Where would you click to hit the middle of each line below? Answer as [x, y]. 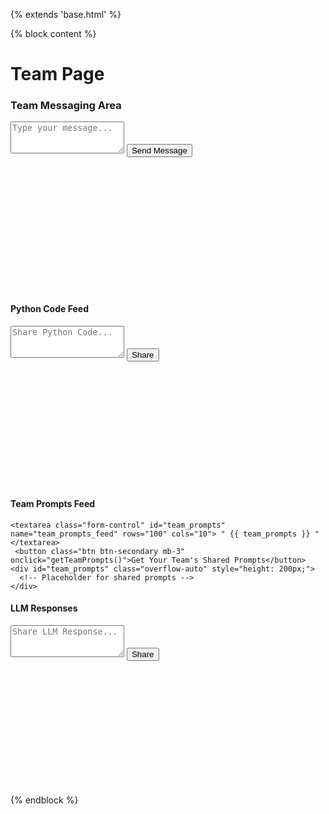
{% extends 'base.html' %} [66, 14]
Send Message [159, 150]
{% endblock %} [44, 800]
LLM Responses [44, 608]
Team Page [57, 74]
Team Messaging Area [66, 106]
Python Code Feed [49, 309]
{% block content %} [53, 33]
